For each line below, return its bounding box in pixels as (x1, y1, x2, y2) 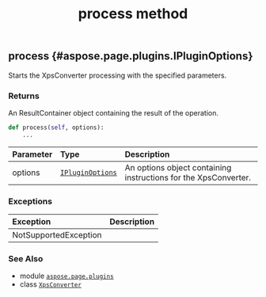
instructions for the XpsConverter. (124, 172, 252, 183)
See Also (8, 253, 44, 264)
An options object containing (124, 162, 232, 173)
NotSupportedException (12, 229, 102, 240)
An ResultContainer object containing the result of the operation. (8, 108, 219, 117)
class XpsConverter (19, 280, 82, 289)
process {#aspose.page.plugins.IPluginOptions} (8, 49, 253, 63)
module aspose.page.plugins (19, 271, 114, 281)
